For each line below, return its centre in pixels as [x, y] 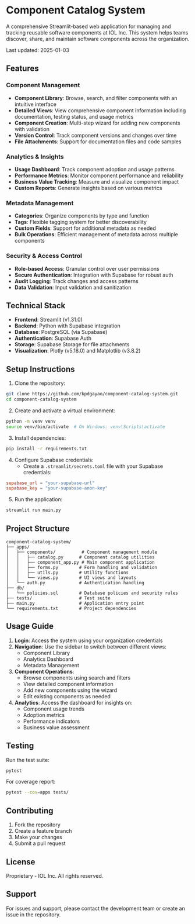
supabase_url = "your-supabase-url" [50, 483]
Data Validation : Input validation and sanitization [73, 287]
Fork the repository [38, 825]
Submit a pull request [40, 843]
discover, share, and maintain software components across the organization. [98, 39]
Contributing [30, 811]
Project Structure [38, 528]
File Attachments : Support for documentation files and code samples [98, 142]
